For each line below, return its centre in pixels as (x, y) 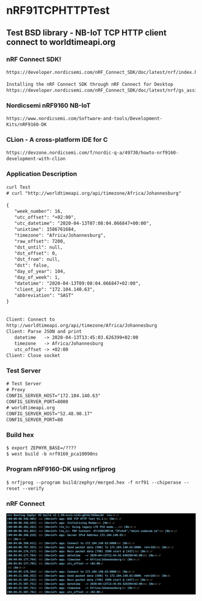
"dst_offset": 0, (36, 253)
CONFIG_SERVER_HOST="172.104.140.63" (54, 396)
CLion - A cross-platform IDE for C (57, 140)
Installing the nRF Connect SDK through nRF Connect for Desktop (90, 84)
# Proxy (16, 390)
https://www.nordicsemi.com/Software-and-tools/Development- (84, 119)
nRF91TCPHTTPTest (58, 11)
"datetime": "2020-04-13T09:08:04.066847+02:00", (78, 283)
